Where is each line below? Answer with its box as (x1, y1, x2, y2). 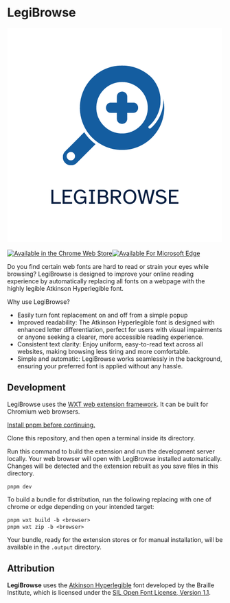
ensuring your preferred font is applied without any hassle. (16, 362, 183, 370)
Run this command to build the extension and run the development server (7, 447, 215, 456)
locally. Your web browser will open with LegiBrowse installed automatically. (7, 454, 222, 462)
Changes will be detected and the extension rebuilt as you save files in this (7, 462, 218, 470)
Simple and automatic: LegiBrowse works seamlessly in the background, (16, 355, 222, 363)
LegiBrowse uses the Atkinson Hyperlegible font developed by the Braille (7, 581, 215, 589)
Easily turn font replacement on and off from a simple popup (16, 311, 188, 319)
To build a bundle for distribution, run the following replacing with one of (7, 495, 211, 504)
